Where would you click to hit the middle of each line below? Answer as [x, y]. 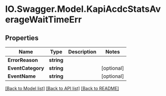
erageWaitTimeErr [43, 20]
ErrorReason [23, 60]
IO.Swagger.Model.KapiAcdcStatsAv [83, 9]
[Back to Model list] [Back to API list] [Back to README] [62, 88]
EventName [22, 76]
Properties [22, 38]
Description [82, 52]
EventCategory [26, 68]
